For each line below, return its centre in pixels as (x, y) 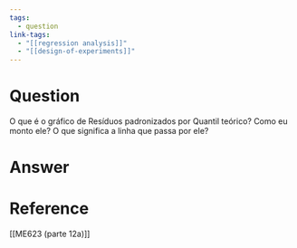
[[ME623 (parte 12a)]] (50, 234)
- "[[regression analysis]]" (72, 43)
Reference (49, 209)
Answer (39, 167)
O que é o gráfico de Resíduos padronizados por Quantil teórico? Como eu (148, 121)
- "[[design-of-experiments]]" (77, 52)
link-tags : (30, 34)
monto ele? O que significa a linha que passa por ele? (109, 131)
